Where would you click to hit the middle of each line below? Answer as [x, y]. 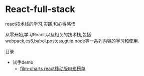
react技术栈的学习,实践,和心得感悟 [40, 24]
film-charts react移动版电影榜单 [53, 68]
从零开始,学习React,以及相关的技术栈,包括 [48, 34]
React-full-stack [40, 9]
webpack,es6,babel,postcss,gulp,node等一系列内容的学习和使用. [72, 41]
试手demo [23, 62]
